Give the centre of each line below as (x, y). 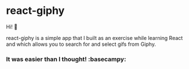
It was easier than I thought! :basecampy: (66, 59)
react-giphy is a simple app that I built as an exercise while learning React (94, 38)
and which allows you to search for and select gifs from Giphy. (81, 44)
